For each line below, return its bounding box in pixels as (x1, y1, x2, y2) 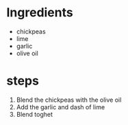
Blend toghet (16, 110, 53, 118)
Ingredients (6, 5, 73, 20)
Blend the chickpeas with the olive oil (16, 96, 122, 104)
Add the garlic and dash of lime (16, 102, 105, 111)
